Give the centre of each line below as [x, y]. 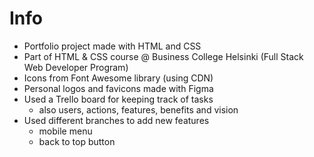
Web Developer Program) [76, 67]
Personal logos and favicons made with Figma [118, 88]
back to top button [77, 141]
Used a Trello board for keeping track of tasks [118, 99]
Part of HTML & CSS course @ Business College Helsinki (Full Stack [163, 56]
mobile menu [65, 131]
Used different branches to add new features [116, 120]
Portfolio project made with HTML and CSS [112, 46]
